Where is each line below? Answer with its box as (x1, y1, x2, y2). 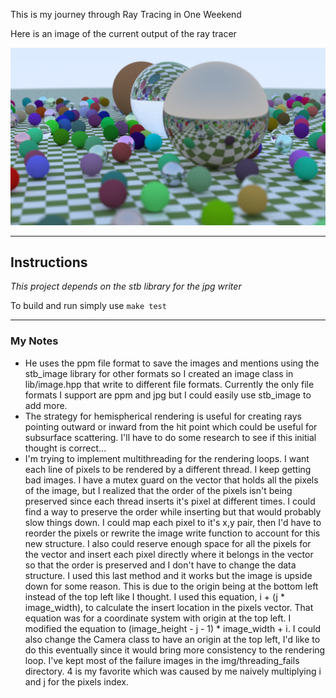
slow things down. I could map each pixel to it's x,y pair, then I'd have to (24, 516, 322, 528)
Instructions (10, 254, 88, 271)
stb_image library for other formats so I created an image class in (24, 367, 294, 379)
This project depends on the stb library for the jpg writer (10, 280, 242, 293)
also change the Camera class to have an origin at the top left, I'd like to (24, 633, 321, 645)
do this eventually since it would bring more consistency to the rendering (24, 644, 326, 656)
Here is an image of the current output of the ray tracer (10, 28, 237, 39)
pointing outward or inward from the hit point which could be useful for (24, 420, 318, 433)
